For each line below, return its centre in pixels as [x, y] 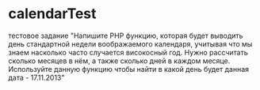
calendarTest [52, 14]
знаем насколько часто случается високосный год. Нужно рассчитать [128, 52]
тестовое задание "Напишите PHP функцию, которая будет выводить [126, 36]
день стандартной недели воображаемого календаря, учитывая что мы [130, 43]
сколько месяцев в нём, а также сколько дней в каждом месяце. [119, 61]
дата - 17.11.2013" [36, 77]
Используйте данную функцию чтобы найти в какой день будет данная [129, 69]
